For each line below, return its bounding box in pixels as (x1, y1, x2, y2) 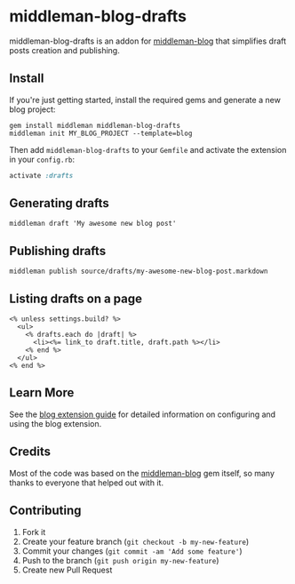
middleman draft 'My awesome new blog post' (9, 220, 177, 228)
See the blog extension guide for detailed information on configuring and (9, 409, 276, 420)
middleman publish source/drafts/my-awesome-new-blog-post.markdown (9, 267, 268, 276)
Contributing (9, 503, 82, 518)
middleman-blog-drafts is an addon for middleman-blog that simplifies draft (9, 36, 287, 46)
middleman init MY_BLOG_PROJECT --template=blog (9, 129, 193, 138)
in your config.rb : (9, 154, 76, 164)
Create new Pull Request (21, 564, 113, 575)
